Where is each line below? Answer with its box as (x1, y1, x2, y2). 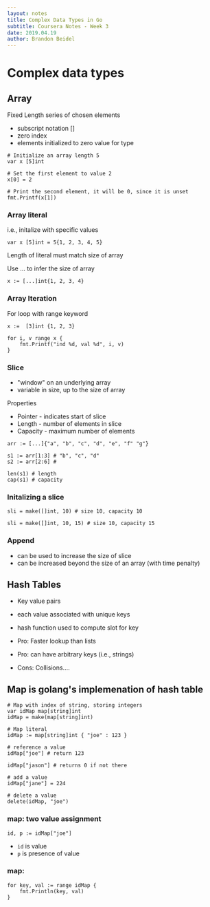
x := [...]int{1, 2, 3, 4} (7, 278, 84, 285)
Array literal (7, 211, 48, 220)
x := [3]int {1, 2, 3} (7, 323, 75, 330)
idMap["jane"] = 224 (7, 780, 67, 787)
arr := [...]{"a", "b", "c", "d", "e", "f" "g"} (7, 440, 149, 447)
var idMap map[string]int (7, 708, 81, 715)
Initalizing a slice (7, 492, 65, 502)
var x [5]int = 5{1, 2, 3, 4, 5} (7, 239, 103, 246)
